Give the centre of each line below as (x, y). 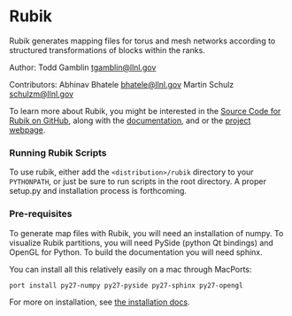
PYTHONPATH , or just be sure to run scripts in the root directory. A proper (138, 181)
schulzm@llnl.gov (41, 94)
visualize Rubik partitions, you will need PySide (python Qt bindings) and (142, 243)
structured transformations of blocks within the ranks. (107, 50)
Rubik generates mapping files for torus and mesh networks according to (142, 41)
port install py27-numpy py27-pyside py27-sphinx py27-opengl (126, 285)
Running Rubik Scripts (58, 152)
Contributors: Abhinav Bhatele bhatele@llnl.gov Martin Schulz (122, 84)
